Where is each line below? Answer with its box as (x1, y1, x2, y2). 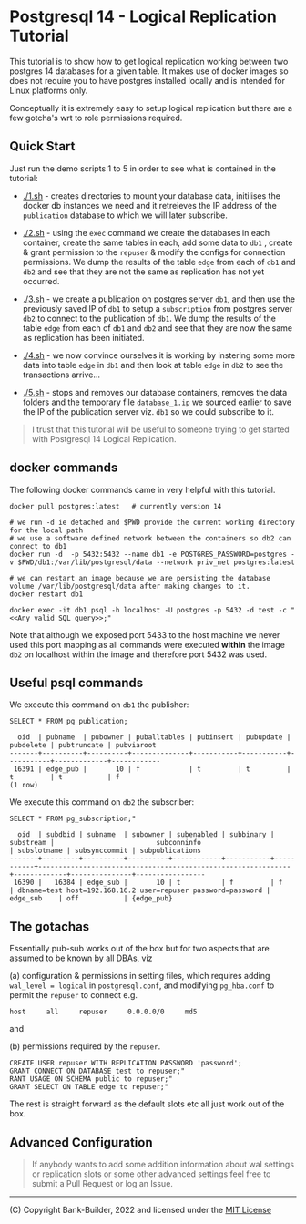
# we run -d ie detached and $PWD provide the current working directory (9, 518, 296, 527)
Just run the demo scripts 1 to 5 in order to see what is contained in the (9, 162, 276, 174)
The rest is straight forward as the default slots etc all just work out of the (9, 1098, 285, 1109)
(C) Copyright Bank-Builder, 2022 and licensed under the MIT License (9, 1205, 271, 1215)
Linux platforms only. (9, 85, 88, 96)
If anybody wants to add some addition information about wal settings (31, 1159, 294, 1169)
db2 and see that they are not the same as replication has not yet (22, 266, 265, 277)
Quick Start (9, 139, 76, 154)
